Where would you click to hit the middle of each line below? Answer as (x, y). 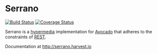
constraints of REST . (26, 37)
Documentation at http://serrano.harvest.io (48, 46)
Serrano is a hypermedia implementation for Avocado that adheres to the (79, 31)
